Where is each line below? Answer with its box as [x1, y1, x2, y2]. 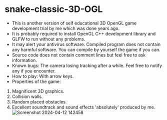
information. [11, 57, 37, 63]
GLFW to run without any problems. [11, 36, 85, 42]
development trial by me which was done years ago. [11, 25, 120, 31]
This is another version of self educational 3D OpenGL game [11, 20, 137, 26]
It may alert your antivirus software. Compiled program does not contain [11, 41, 161, 47]
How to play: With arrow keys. [11, 73, 74, 79]
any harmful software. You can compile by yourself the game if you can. [11, 46, 160, 52]
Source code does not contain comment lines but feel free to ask [11, 51, 146, 58]
